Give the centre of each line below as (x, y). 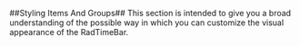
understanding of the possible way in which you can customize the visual (147, 23)
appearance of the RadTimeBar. (69, 32)
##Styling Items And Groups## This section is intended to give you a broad (150, 13)
